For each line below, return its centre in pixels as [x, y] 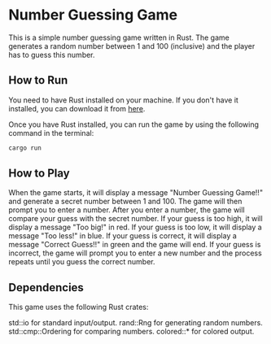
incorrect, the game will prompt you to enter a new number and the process [135, 253]
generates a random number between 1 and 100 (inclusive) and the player [132, 46]
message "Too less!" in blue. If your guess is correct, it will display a [123, 236]
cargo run [25, 148]
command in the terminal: [51, 133]
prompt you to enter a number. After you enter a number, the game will [127, 210]
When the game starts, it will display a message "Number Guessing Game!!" [135, 193]
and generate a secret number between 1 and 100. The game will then [125, 202]
